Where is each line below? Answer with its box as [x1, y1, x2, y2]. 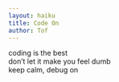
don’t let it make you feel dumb [8, 57, 111, 66]
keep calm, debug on [8, 65, 79, 75]
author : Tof [8, 26, 48, 34]
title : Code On [8, 19, 59, 27]
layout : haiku [8, 11, 56, 20]
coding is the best [8, 49, 68, 58]
